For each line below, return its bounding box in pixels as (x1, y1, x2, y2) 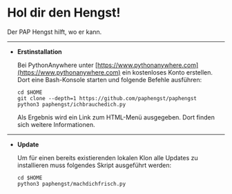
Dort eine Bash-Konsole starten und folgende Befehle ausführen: (17, 75, 202, 84)
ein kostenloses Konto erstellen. (122, 68, 213, 77)
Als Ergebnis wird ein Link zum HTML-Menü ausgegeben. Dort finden (17, 113, 215, 122)
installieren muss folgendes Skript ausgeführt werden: (17, 161, 172, 169)
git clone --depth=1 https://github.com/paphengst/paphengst (17, 95, 197, 101)
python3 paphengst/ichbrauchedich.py (17, 101, 126, 108)
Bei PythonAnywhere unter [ (17, 61, 98, 69)
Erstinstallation (17, 47, 62, 56)
